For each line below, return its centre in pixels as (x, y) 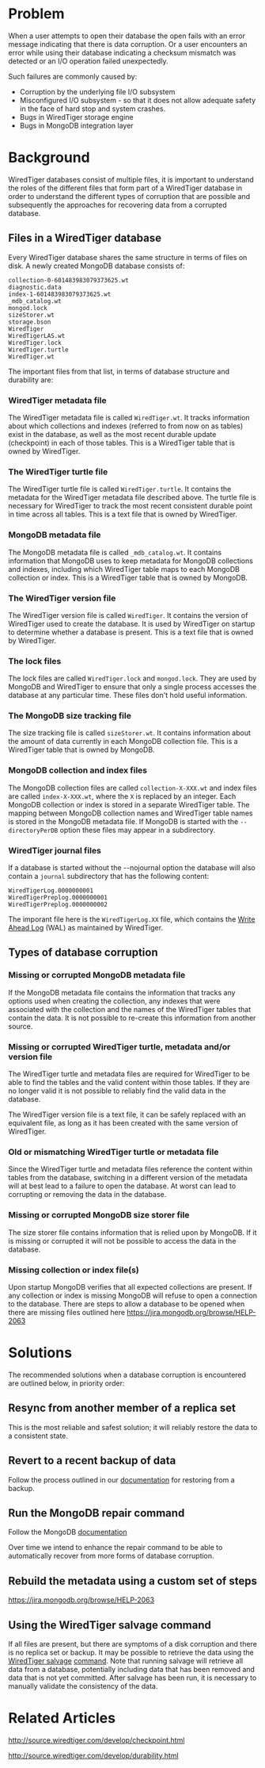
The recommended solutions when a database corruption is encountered (127, 1375)
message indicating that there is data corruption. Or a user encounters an (128, 44)
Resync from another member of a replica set (122, 1408)
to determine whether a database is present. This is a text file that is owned (131, 632)
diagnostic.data (35, 287)
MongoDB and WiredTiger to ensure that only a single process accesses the (132, 687)
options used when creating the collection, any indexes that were (114, 1001)
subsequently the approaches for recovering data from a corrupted (117, 205)
